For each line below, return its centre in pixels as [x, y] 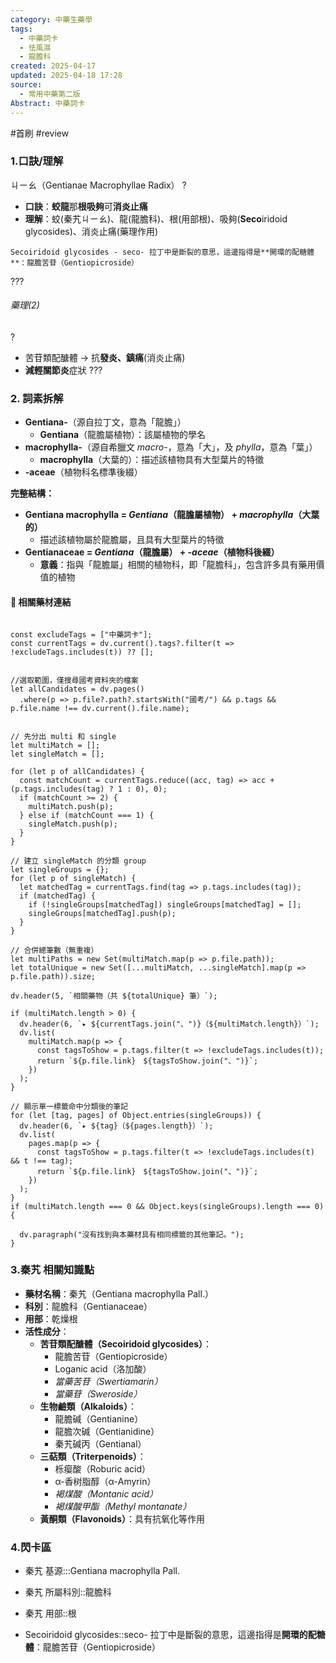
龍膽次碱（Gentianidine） [107, 1431]
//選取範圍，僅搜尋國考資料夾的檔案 [74, 680]
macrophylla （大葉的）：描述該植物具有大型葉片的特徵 [152, 460]
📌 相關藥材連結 [41, 602]
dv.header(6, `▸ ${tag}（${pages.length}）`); [116, 1126]
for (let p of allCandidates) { [77, 771]
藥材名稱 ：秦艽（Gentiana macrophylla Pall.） [119, 1293]
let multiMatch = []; [55, 745]
